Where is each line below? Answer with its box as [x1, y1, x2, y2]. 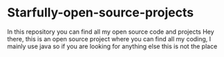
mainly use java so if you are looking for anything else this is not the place [7, 42, 218, 50]
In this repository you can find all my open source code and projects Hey [7, 27, 214, 36]
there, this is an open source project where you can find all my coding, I [7, 34, 212, 43]
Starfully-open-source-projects [7, 5, 194, 21]
